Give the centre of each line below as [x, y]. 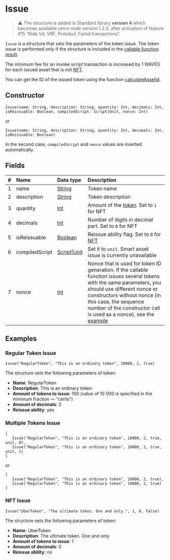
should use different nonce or [123, 289]
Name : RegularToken [34, 383]
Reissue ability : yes [33, 410]
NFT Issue [18, 501]
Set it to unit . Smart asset [118, 248]
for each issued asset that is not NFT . [44, 70]
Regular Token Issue [31, 353]
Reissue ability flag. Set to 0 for [124, 234]
